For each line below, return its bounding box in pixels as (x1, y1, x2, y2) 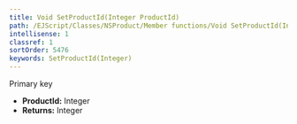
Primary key (9, 79, 53, 89)
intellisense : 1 (9, 29, 69, 38)
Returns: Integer (21, 105, 83, 115)
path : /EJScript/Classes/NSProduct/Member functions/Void (9, 21, 227, 30)
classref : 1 (9, 37, 53, 47)
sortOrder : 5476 (9, 46, 69, 55)
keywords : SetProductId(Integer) (9, 54, 133, 63)
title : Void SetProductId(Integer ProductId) (9, 12, 179, 22)
